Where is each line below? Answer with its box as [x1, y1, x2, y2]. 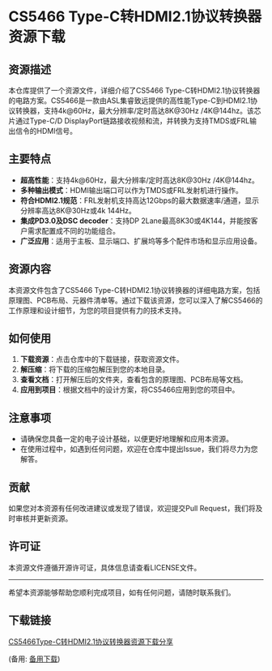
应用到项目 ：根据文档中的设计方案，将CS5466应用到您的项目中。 [19, 385, 240, 394]
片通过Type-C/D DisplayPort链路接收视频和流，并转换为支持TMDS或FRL [8, 116, 250, 126]
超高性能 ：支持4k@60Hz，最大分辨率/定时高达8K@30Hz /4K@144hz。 [19, 175, 259, 185]
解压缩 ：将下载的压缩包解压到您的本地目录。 [19, 364, 170, 374]
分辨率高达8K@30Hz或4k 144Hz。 [19, 205, 136, 215]
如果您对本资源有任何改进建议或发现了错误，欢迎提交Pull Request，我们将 [8, 504, 256, 514]
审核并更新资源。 [15, 514, 73, 523]
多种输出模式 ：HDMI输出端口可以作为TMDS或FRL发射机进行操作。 [19, 185, 243, 195]
